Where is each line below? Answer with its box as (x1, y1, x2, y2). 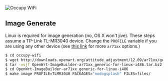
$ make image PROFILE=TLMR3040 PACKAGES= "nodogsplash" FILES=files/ (5, 71, 151, 76)
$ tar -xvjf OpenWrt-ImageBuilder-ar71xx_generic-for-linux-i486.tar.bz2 (5, 62, 162, 67)
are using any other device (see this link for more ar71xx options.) (5, 43, 140, 49)
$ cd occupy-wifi (5, 52, 41, 57)
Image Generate (5, 19, 56, 27)
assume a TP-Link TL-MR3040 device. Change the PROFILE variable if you (5, 37, 157, 43)
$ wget (5, 57, 19, 62)
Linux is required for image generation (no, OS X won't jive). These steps (5, 32, 155, 38)
